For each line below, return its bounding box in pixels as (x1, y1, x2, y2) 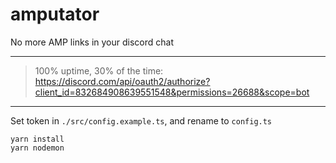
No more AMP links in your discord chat (10, 36, 175, 48)
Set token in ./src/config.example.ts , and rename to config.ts (10, 114, 273, 127)
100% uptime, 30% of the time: (34, 64, 164, 77)
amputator (10, 3, 100, 26)
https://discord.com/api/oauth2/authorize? (34, 75, 211, 87)
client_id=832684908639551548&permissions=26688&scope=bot (34, 86, 310, 98)
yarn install (10, 134, 65, 144)
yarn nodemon (10, 143, 65, 153)
